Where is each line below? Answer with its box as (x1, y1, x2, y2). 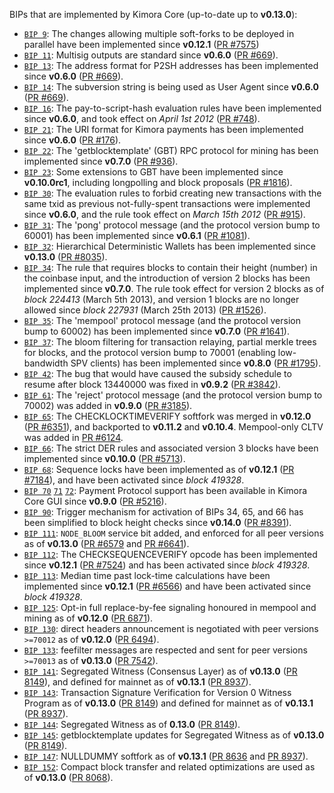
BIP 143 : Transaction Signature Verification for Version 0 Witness (23, 687, 292, 698)
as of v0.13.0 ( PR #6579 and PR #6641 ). (23, 538, 190, 549)
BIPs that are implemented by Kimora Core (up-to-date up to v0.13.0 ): (9, 9, 298, 20)
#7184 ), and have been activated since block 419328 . (23, 474, 245, 486)
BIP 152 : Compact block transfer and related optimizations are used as (23, 761, 316, 773)
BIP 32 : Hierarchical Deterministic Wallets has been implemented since (23, 240, 316, 252)
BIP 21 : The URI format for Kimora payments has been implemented (23, 124, 304, 135)
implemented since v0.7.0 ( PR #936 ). (23, 155, 179, 167)
